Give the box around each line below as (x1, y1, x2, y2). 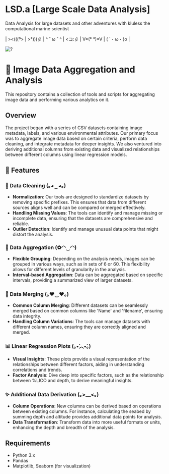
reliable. (12, 221, 29, 227)
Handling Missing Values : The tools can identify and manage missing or (12, 210, 163, 216)
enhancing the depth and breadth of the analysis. (12, 424, 115, 430)
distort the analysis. (12, 231, 54, 238)
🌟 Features (5, 166, 40, 175)
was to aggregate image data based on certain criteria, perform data (5, 135, 147, 141)
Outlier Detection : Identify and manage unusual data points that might (12, 226, 158, 232)
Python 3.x (12, 452, 35, 458)
